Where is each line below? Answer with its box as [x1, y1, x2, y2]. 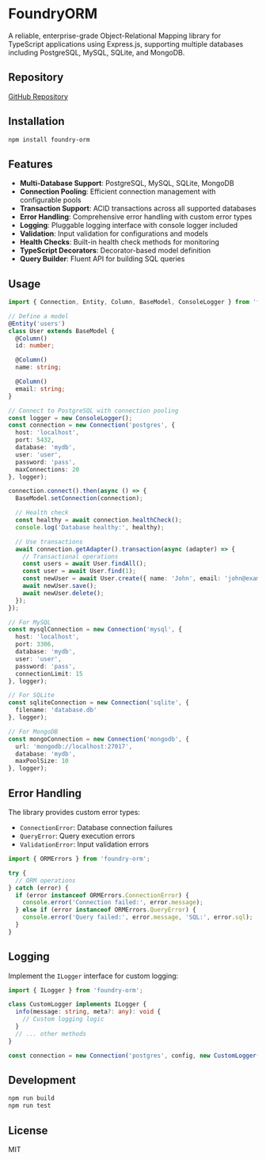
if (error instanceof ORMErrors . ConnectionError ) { [15, 891, 190, 899]
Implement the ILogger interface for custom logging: [8, 971, 179, 980]
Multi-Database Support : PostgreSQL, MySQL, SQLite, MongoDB [19, 179, 235, 188]
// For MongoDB [8, 727, 59, 736]
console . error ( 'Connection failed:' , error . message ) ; [22, 899, 203, 907]
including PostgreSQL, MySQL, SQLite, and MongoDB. [8, 47, 185, 57]
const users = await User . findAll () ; [22, 559, 147, 568]
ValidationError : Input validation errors [19, 840, 149, 849]
